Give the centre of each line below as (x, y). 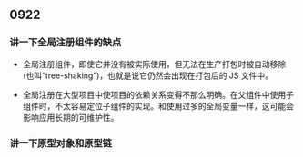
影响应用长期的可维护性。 (71, 117)
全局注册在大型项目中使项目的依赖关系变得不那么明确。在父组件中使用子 (158, 94)
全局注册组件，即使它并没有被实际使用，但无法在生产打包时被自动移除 (154, 64)
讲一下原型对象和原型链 (61, 142)
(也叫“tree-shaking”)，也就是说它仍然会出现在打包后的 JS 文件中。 (148, 75)
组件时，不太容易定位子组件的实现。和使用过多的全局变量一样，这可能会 (158, 106)
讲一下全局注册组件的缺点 (66, 43)
